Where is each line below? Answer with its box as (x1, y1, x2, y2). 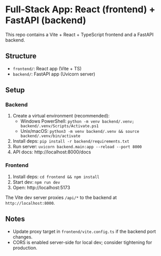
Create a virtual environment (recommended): (12, 113, 110, 119)
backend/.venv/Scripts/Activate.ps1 (20, 124, 99, 129)
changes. (12, 233, 33, 240)
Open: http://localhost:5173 (12, 184, 70, 190)
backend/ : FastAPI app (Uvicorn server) (12, 71, 96, 77)
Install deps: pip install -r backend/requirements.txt (12, 138, 130, 144)
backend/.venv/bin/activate (20, 133, 80, 139)
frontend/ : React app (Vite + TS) (12, 65, 82, 71)
